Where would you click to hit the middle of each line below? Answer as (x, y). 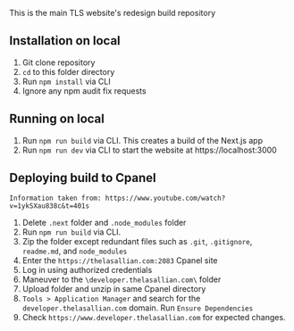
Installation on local (65, 41)
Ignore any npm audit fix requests (84, 91)
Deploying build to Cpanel (83, 178)
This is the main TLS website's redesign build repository (113, 13)
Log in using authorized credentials (87, 270)
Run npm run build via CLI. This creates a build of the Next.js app (143, 140)
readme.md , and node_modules (75, 251)
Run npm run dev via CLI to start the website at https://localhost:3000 (149, 150)
